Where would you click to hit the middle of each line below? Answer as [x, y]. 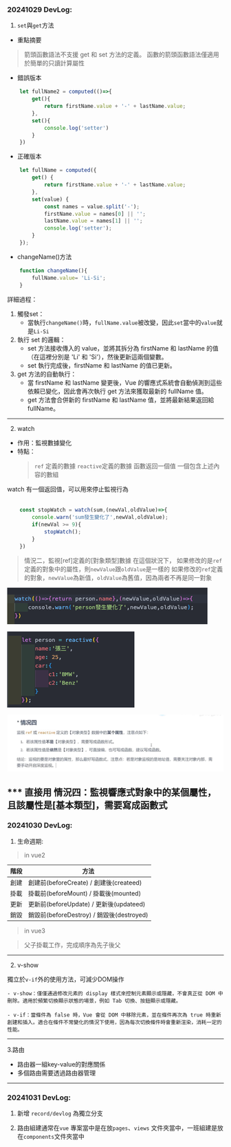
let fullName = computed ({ [58, 170]
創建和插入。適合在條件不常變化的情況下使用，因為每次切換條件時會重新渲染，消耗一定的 [114, 1022]
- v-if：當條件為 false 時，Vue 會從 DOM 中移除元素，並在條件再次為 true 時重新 [114, 1015]
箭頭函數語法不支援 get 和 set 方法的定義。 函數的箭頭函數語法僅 [115, 55]
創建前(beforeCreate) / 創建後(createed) [85, 882]
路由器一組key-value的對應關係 [61, 1064]
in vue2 [35, 855]
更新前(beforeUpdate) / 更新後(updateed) [87, 904]
